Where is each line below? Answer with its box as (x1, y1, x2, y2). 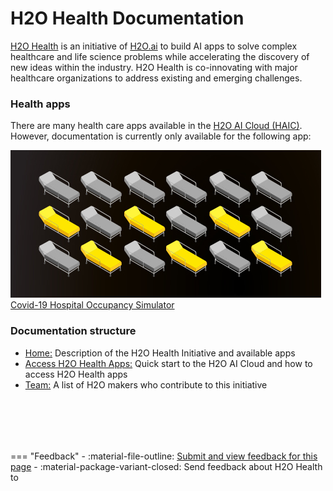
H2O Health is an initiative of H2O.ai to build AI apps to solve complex (10, 40, 298, 52)
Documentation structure (10, 324, 137, 338)
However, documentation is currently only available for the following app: (10, 130, 312, 142)
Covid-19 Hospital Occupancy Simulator (10, 299, 175, 311)
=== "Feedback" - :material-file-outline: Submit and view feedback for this (10, 450, 318, 462)
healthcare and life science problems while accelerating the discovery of (10, 50, 310, 62)
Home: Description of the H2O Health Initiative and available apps (24, 347, 296, 359)
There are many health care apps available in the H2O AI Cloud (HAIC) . (10, 120, 303, 132)
